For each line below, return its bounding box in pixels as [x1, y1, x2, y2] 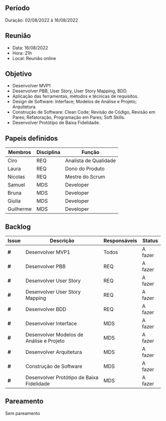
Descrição [49, 237, 75, 244]
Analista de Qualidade [65, 157, 116, 164]
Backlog [5, 222, 31, 231]
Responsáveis [103, 237, 137, 244]
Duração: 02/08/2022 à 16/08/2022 [5, 17, 78, 23]
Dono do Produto [65, 165, 105, 172]
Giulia [7, 198, 21, 205]
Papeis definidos [5, 134, 58, 142]
